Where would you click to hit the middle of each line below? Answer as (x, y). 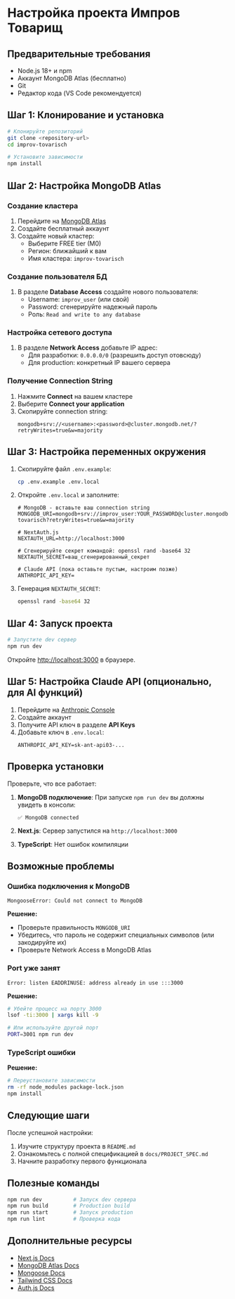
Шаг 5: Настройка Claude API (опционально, (109, 682)
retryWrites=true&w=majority (60, 430)
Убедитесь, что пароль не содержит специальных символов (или (116, 935)
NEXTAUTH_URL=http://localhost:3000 (71, 539)
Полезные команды (53, 1183)
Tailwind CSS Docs (45, 1280)
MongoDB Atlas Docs (48, 1265)
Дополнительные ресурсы (69, 1241)
